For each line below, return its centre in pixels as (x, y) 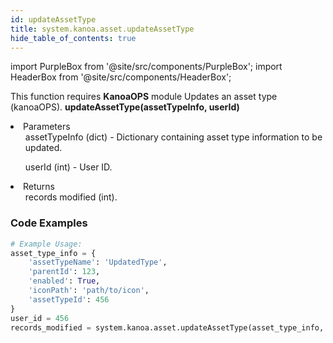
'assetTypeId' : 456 (69, 299)
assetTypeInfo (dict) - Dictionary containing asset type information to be (173, 137)
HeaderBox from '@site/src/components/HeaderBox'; (121, 77)
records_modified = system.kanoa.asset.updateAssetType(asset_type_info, (167, 327)
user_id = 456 (40, 318)
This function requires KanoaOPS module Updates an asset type (144, 97)
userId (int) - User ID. (68, 167)
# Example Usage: (46, 244)
